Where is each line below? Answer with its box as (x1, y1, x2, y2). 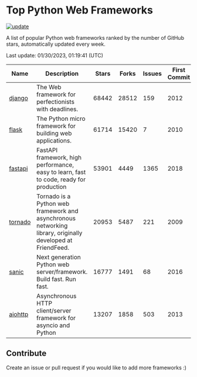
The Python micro (36, 114, 86, 123)
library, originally (36, 229, 83, 237)
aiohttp (9, 310, 29, 318)
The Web (36, 83, 62, 91)
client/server (36, 306, 72, 314)
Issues (142, 69, 162, 77)
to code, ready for (36, 175, 86, 184)
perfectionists (36, 97, 75, 106)
